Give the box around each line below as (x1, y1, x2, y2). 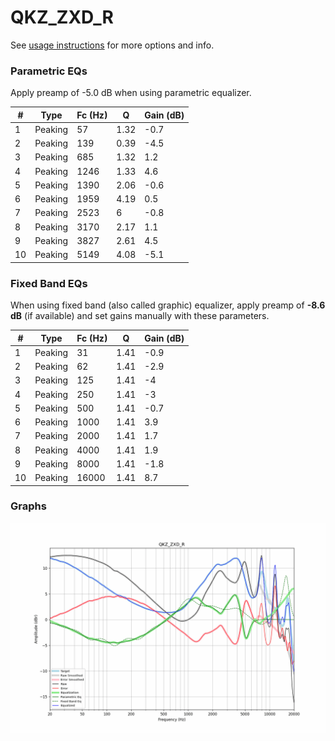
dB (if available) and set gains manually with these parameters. (10, 310, 270, 322)
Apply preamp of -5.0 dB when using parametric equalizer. (10, 87, 252, 99)
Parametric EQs (10, 64, 88, 78)
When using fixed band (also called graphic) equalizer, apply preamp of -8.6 (10, 299, 326, 311)
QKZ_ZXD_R (10, 6, 114, 29)
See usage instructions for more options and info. (10, 39, 215, 51)
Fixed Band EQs (10, 276, 88, 290)
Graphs (10, 499, 47, 513)
